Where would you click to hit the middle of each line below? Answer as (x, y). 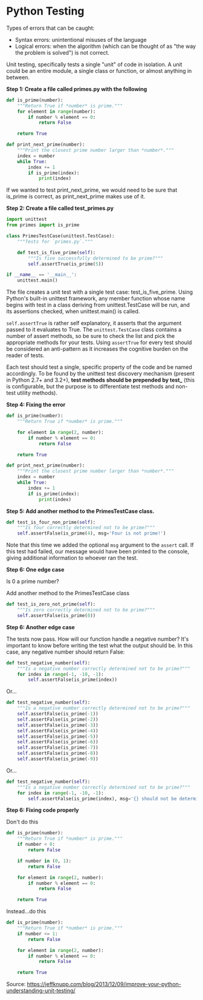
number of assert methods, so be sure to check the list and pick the (91, 336)
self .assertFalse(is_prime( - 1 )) (58, 714)
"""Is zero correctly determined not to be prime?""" (86, 610)
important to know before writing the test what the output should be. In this (100, 645)
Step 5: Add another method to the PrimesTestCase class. (80, 511)
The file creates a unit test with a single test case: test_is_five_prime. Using (100, 292)
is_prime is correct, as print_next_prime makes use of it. (76, 197)
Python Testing (45, 11)
